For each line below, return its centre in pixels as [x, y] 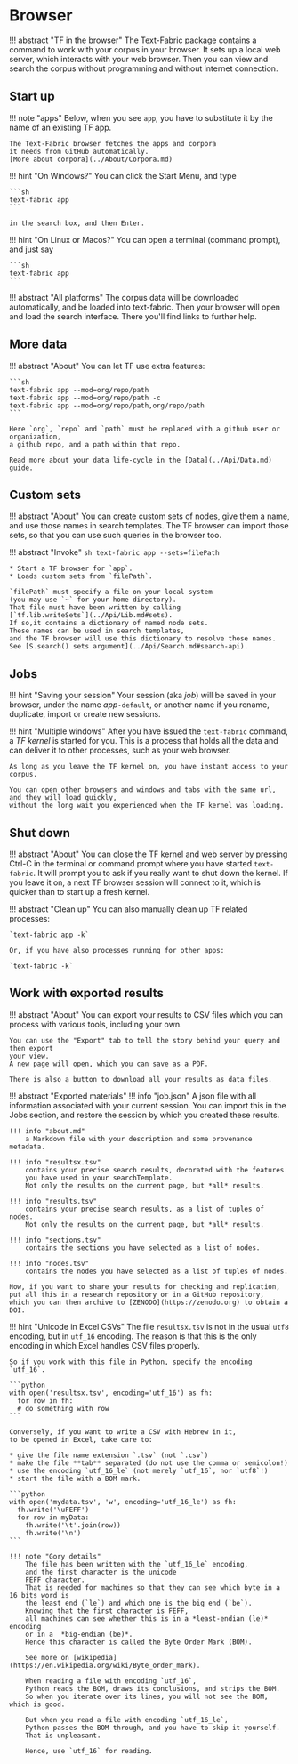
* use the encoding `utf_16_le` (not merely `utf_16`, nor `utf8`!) [139, 1470]
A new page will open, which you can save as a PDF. [109, 1064]
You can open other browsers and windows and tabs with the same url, [143, 790]
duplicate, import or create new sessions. [85, 714]
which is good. [37, 1704]
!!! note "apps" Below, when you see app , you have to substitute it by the [141, 117]
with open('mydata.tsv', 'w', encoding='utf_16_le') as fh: [123, 1502]
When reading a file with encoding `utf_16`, [111, 1681]
